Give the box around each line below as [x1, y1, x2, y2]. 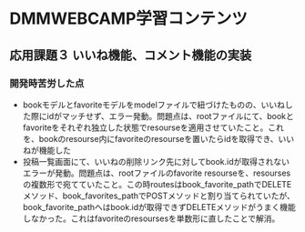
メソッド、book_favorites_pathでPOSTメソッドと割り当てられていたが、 [22, 190, 296, 201]
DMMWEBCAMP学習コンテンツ [9, 8, 249, 29]
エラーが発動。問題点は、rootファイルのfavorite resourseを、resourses [22, 167, 291, 178]
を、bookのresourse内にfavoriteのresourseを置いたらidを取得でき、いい [22, 133, 295, 144]
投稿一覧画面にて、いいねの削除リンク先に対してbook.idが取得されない [22, 156, 290, 166]
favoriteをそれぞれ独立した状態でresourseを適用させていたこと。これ [22, 122, 284, 133]
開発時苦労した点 [9, 76, 85, 89]
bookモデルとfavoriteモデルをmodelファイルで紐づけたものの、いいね [22, 99, 285, 110]
